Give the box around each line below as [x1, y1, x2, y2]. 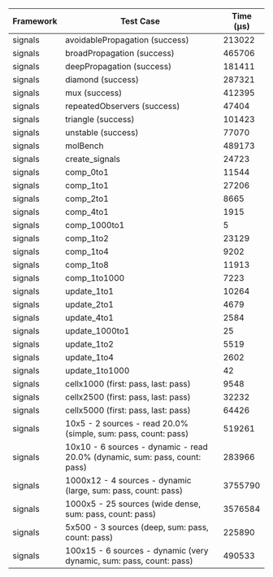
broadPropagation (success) [64, 48, 175, 59]
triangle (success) [64, 114, 135, 125]
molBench [64, 140, 104, 151]
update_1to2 [64, 339, 114, 349]
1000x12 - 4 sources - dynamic [64, 475, 192, 486]
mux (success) [64, 87, 123, 98]
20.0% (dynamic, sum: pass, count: [64, 452, 201, 462]
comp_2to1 [64, 193, 110, 204]
